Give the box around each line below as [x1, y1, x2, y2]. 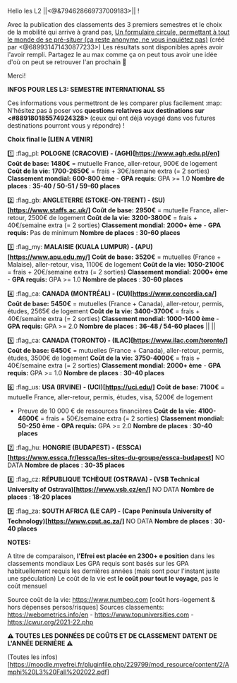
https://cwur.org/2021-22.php [7, 618, 94, 626]
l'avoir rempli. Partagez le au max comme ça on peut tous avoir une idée [7, 50, 217, 59]
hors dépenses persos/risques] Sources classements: [7, 603, 164, 611]
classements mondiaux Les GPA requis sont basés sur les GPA [7, 560, 189, 567]
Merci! [7, 71, 26, 80]
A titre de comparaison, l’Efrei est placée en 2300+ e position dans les [7, 552, 215, 560]
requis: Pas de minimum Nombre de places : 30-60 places [7, 229, 181, 236]
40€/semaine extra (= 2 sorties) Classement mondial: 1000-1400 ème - [7, 315, 219, 322]
